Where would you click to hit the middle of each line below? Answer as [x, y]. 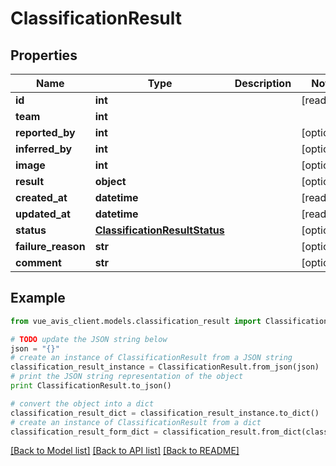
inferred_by [44, 149]
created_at [41, 197]
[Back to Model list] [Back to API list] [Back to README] [125, 451]
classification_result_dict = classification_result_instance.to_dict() [165, 413]
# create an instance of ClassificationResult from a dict [136, 422]
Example [38, 298]
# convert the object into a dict [82, 403]
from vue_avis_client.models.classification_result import [136, 321]
